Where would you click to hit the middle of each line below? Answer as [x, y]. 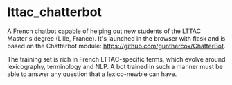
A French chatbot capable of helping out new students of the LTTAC [104, 31]
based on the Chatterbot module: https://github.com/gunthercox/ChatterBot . [116, 46]
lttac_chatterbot [55, 12]
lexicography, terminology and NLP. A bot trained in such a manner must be [115, 66]
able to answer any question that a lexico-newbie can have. [92, 74]
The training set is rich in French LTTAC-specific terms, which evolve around [116, 59]
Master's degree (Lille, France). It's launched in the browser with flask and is [116, 38]
